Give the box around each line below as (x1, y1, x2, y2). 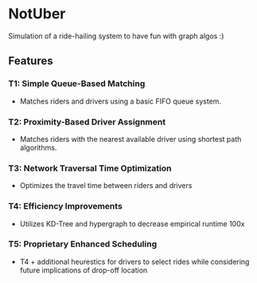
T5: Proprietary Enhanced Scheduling (8, 238, 158, 250)
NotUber (8, 5, 66, 23)
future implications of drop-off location (19, 265, 148, 275)
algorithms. (19, 143, 57, 152)
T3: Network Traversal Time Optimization (8, 163, 173, 174)
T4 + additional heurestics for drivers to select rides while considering (19, 257, 250, 266)
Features (8, 54, 53, 68)
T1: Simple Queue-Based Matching (8, 78, 146, 89)
